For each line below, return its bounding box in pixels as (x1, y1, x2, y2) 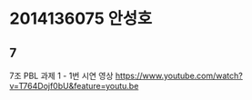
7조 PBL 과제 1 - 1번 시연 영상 (9, 70, 114, 81)
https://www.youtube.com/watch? (115, 70, 243, 81)
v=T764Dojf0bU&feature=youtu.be (9, 81, 139, 91)
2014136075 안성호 (9, 8, 153, 29)
